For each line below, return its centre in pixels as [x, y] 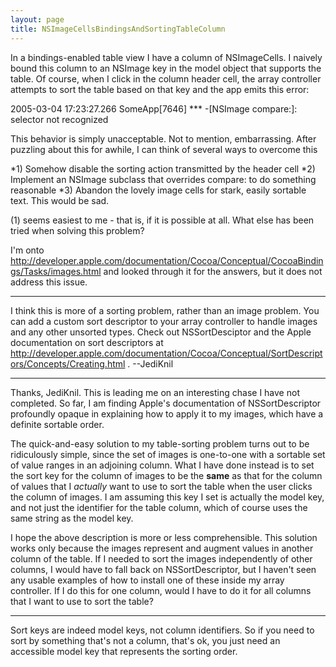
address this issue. [49, 282]
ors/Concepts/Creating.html [68, 363]
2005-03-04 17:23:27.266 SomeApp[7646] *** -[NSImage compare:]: [154, 108]
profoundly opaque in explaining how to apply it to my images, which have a [167, 413]
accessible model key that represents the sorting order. [124, 651]
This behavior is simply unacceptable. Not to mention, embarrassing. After [163, 138]
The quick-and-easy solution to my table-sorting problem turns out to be [160, 443]
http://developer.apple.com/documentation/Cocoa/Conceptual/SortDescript [166, 353]
